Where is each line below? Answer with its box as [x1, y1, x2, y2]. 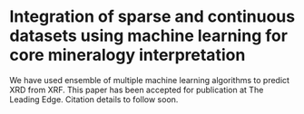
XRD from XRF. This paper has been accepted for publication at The [9, 84, 264, 95]
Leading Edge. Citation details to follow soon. [9, 93, 179, 105]
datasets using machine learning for [9, 25, 289, 46]
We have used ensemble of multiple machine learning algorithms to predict [9, 74, 290, 85]
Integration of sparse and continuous [9, 6, 296, 27]
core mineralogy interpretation [9, 45, 246, 65]
